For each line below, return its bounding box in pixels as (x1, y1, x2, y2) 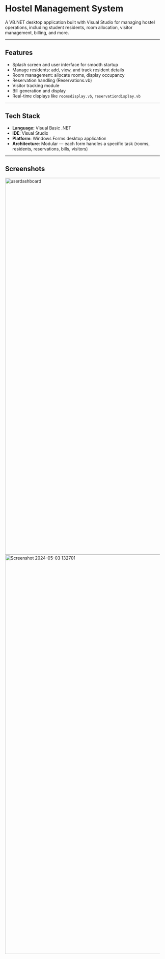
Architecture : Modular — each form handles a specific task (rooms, (12, 141, 150, 147)
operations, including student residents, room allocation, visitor (5, 24, 133, 30)
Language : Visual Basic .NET (12, 125, 72, 131)
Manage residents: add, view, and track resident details (12, 67, 124, 73)
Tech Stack (5, 112, 40, 120)
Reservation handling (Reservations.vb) (12, 77, 92, 83)
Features (5, 49, 33, 57)
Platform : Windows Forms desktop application (12, 135, 107, 141)
